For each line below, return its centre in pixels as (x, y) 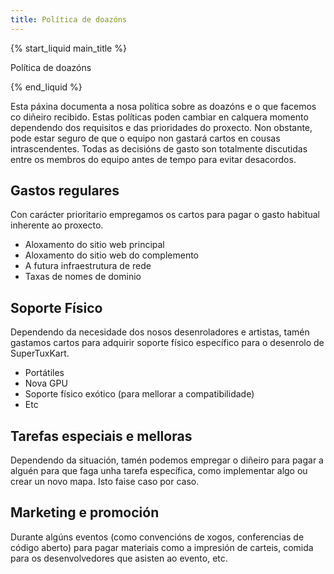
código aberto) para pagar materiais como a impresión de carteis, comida (162, 547)
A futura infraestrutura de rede (88, 266)
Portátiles (44, 373)
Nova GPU (46, 383)
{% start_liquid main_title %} (68, 48)
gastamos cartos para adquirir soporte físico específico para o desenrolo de (167, 343)
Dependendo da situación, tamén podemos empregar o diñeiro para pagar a (167, 460)
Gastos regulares (65, 191)
